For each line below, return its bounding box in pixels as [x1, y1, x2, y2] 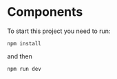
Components [7, 4, 83, 20]
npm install [7, 40, 41, 47]
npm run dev [7, 65, 41, 72]
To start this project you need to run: [7, 27, 111, 35]
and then [7, 52, 32, 60]
